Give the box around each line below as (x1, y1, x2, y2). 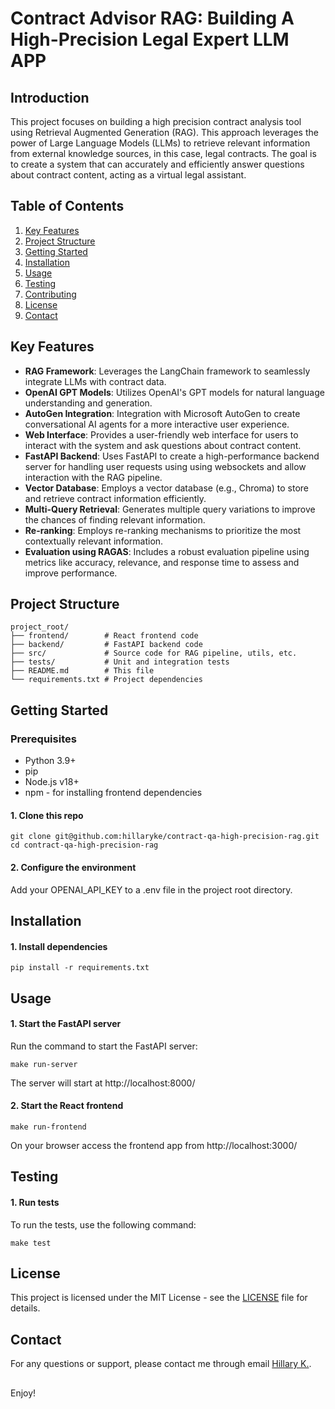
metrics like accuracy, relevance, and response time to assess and (24, 556, 300, 568)
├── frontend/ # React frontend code (10, 631, 199, 641)
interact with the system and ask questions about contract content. (24, 439, 302, 451)
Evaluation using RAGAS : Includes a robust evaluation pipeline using (24, 545, 310, 557)
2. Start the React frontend (10, 1100, 124, 1112)
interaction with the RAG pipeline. (24, 471, 163, 483)
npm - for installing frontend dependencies (24, 787, 203, 799)
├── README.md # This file (10, 666, 155, 676)
